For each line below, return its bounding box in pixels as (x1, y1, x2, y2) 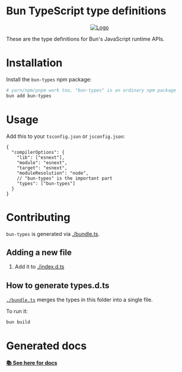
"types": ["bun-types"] (17, 180, 76, 187)
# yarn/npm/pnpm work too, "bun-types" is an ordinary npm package (6, 87, 177, 93)
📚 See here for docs (6, 359, 58, 366)
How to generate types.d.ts (6, 280, 110, 291)
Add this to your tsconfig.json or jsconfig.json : (6, 133, 126, 140)
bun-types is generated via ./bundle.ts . (6, 230, 100, 237)
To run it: (6, 308, 28, 315)
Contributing (6, 210, 71, 224)
